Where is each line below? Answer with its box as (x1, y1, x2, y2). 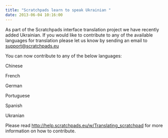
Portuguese (5, 92, 30, 98)
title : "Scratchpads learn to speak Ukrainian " (5, 7, 111, 13)
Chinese (5, 63, 23, 69)
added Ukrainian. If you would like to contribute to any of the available (5, 32, 153, 38)
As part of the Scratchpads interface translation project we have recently (5, 26, 159, 32)
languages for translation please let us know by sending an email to (5, 37, 148, 44)
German (5, 83, 23, 89)
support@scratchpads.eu (5, 43, 59, 49)
